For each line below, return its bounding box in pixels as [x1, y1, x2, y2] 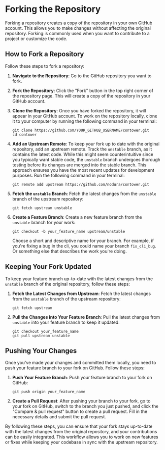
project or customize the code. [5, 36, 67, 42]
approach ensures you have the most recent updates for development [12, 167, 155, 173]
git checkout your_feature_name [12, 329, 79, 334]
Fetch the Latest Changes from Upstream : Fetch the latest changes [12, 291, 151, 297]
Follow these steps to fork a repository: [5, 63, 85, 69]
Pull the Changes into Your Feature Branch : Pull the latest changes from [12, 314, 160, 320]
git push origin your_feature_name [12, 390, 86, 395]
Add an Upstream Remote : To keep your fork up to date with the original [12, 141, 160, 147]
